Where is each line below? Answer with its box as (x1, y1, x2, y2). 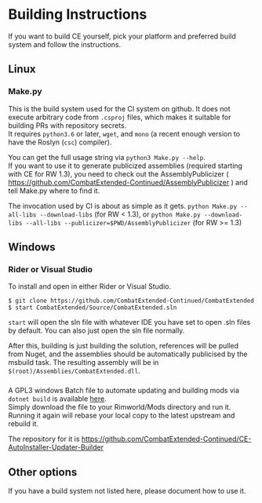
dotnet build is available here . (8, 394, 107, 403)
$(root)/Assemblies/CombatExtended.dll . (8, 366, 140, 376)
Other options (8, 465, 78, 479)
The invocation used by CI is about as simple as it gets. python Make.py (8, 201, 238, 210)
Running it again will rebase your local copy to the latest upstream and (8, 410, 235, 421)
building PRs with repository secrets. (8, 120, 127, 130)
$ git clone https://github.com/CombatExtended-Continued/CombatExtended (8, 297, 255, 305)
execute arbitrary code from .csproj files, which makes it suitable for (8, 112, 231, 122)
